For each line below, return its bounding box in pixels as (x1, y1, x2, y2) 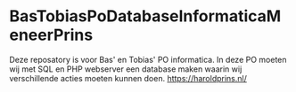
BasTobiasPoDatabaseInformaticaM (9, 6, 282, 27)
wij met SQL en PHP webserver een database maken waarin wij (9, 64, 243, 74)
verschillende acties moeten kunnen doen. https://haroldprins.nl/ (9, 73, 248, 83)
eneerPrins (9, 25, 94, 45)
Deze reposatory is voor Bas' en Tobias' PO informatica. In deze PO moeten (9, 54, 287, 65)
